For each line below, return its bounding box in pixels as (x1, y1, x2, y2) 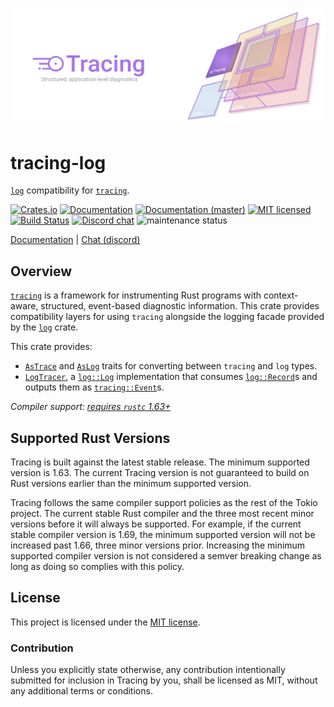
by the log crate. (10, 321, 79, 333)
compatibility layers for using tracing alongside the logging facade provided (10, 311, 325, 323)
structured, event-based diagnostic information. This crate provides (40, 300, 320, 312)
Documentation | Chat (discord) (10, 234, 141, 246)
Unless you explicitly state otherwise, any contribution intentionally (10, 664, 286, 676)
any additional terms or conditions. (10, 685, 153, 697)
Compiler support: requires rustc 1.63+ (10, 401, 172, 413)
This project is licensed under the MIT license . (10, 616, 201, 628)
